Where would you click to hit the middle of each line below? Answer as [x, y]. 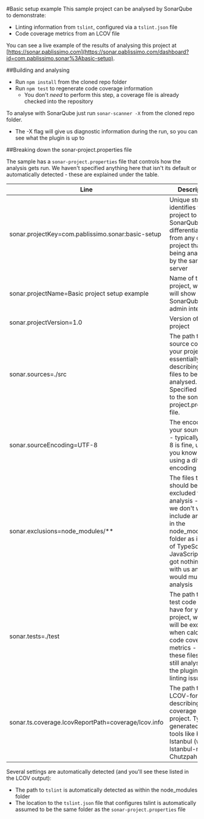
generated [184, 726]
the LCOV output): [29, 778]
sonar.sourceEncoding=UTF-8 [54, 445]
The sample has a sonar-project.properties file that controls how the [93, 161]
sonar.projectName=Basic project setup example [79, 293]
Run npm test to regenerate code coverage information [84, 88]
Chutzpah [183, 757]
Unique [179, 200]
